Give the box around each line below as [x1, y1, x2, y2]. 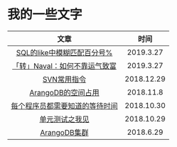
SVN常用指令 [42, 74, 87, 84]
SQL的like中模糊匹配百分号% [16, 48, 113, 58]
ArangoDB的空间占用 [29, 87, 100, 97]
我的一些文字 [7, 6, 83, 23]
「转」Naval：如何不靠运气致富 [11, 61, 117, 71]
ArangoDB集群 [40, 127, 89, 137]
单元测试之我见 [39, 114, 90, 124]
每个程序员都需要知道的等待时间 [11, 101, 119, 111]
